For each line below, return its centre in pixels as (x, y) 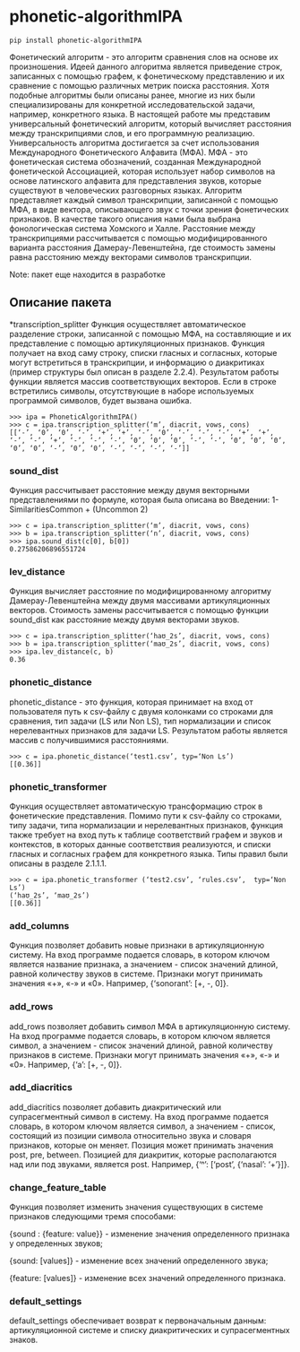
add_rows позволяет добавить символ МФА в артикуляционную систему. (150, 1026)
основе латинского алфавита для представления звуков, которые (136, 180)
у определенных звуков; (56, 1244)
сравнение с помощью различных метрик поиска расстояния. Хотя (139, 85)
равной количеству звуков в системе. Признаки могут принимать (136, 974)
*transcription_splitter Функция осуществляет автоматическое (128, 324)
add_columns (39, 925)
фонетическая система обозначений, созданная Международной (135, 161)
